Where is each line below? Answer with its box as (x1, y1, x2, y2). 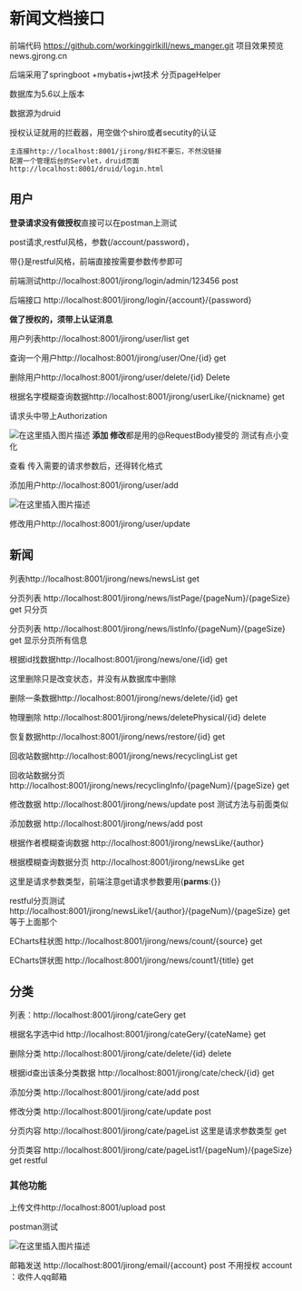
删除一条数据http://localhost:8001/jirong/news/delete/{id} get (9, 692, 239, 703)
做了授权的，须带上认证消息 (9, 313, 113, 324)
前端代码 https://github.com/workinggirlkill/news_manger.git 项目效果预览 (9, 40, 284, 51)
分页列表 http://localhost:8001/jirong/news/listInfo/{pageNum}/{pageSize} (9, 623, 286, 634)
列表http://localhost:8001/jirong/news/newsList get (9, 573, 200, 584)
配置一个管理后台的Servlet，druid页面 (9, 156, 140, 165)
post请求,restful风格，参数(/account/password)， (9, 236, 194, 247)
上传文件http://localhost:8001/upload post (9, 1201, 166, 1213)
